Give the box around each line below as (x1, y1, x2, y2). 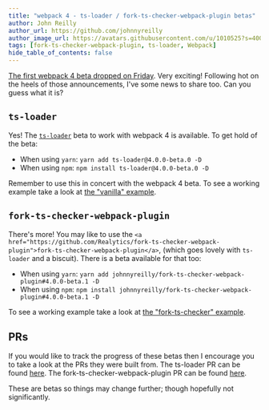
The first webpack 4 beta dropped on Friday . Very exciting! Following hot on (8, 71, 259, 80)
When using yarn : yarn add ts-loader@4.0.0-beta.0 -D (19, 154, 203, 164)
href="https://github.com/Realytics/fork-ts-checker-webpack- (8, 238, 220, 246)
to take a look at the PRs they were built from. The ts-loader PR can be (8, 360, 241, 369)
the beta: (8, 139, 38, 148)
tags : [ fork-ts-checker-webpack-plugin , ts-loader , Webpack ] (8, 42, 217, 50)
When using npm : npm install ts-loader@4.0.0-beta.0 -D (19, 163, 210, 172)
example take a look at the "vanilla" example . (8, 187, 157, 196)
